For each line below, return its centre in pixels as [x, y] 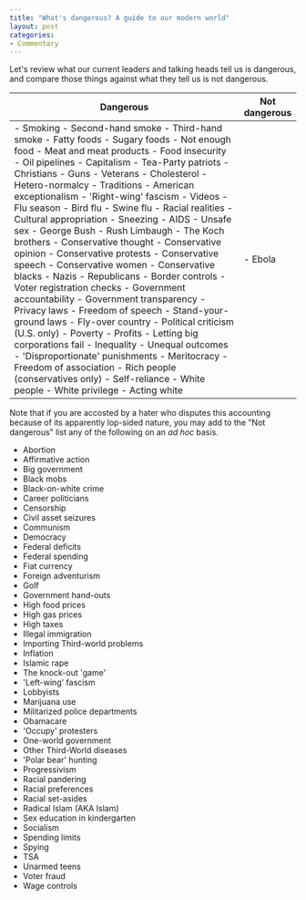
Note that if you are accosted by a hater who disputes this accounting [140, 413]
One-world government [66, 740]
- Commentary [34, 43]
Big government [53, 470]
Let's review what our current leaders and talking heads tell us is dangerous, [153, 69]
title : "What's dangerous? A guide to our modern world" [120, 18]
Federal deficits [52, 547]
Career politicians [56, 499]
